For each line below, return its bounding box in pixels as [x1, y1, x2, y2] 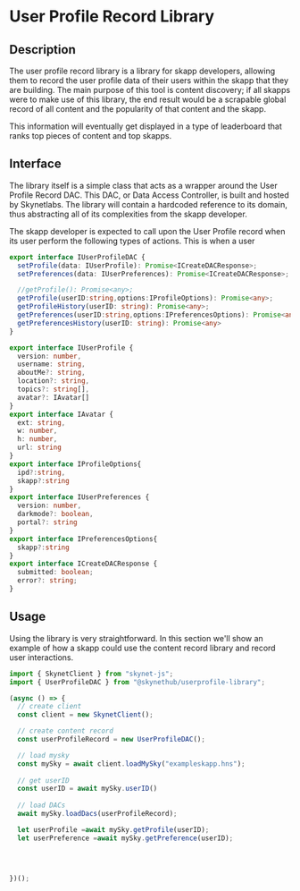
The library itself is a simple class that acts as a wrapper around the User [9, 180, 279, 191]
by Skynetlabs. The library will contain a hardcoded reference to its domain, [9, 199, 287, 209]
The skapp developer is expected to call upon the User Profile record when [9, 225, 286, 236]
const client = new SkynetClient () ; [17, 710, 154, 719]
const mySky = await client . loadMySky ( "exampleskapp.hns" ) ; [17, 759, 246, 768]
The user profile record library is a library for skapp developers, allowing [9, 65, 275, 76]
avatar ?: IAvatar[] [17, 393, 90, 402]
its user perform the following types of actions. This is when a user [9, 235, 255, 246]
